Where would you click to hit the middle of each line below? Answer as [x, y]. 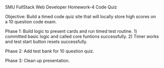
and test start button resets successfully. [46, 42]
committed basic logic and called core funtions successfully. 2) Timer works [82, 36]
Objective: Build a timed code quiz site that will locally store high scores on [81, 16]
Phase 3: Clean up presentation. [37, 60]
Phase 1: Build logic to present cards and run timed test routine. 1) [71, 31]
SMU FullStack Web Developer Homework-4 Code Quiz [61, 7]
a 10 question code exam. [31, 22]
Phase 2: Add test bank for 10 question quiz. [50, 51]
